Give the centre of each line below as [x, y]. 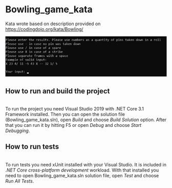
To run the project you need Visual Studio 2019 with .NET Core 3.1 [75, 108]
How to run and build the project [58, 91]
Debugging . [18, 130]
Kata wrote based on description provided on [53, 24]
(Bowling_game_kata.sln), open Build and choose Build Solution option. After [86, 120]
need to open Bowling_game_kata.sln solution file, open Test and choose [82, 175]
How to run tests [32, 147]
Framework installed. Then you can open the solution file [65, 114]
